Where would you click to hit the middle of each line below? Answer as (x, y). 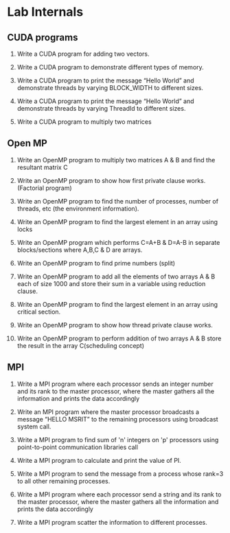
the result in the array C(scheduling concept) (81, 345)
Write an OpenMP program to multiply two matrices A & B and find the (116, 160)
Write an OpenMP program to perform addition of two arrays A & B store (119, 338)
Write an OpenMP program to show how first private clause (101, 180)
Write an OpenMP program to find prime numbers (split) (96, 263)
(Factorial (31, 188)
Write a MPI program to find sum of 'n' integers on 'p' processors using (118, 439)
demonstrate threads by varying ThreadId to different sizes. (101, 108)
